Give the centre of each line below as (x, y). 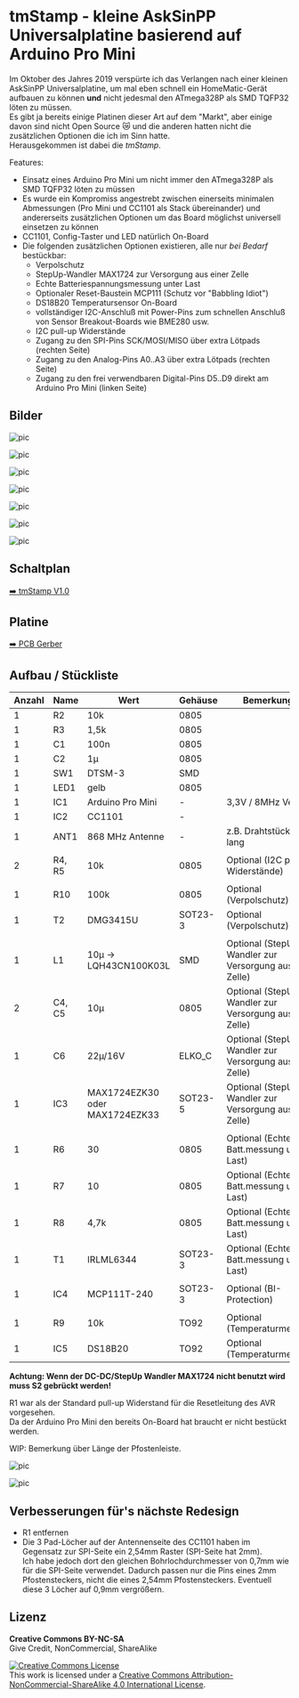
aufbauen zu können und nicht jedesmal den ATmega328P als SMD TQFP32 (149, 97)
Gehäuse (198, 701)
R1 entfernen (45, 1532)
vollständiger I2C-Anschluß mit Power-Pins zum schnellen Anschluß (160, 312)
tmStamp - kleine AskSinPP (113, 16)
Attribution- (212, 1675)
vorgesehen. (32, 1412)
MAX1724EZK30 (124, 1093)
